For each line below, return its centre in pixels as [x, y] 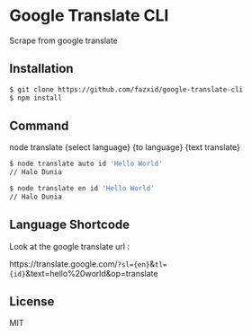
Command [39, 125]
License [32, 302]
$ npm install [36, 98]
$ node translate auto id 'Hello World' [86, 164]
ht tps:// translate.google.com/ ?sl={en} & [82, 264]
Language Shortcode [70, 225]
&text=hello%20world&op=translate [92, 273]
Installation [41, 69]
